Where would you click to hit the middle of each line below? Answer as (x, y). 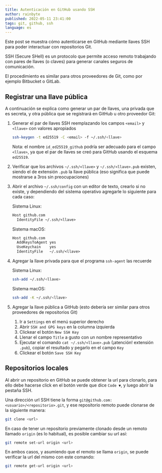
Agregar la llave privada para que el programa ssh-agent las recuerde (82, 261)
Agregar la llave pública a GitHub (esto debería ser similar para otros (81, 307)
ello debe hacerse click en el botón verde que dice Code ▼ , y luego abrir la (79, 385)
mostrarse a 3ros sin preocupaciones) (51, 177)
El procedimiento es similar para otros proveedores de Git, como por (74, 76)
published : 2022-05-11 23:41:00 (38, 19)
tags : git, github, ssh (29, 23)
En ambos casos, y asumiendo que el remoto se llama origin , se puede (77, 452)
